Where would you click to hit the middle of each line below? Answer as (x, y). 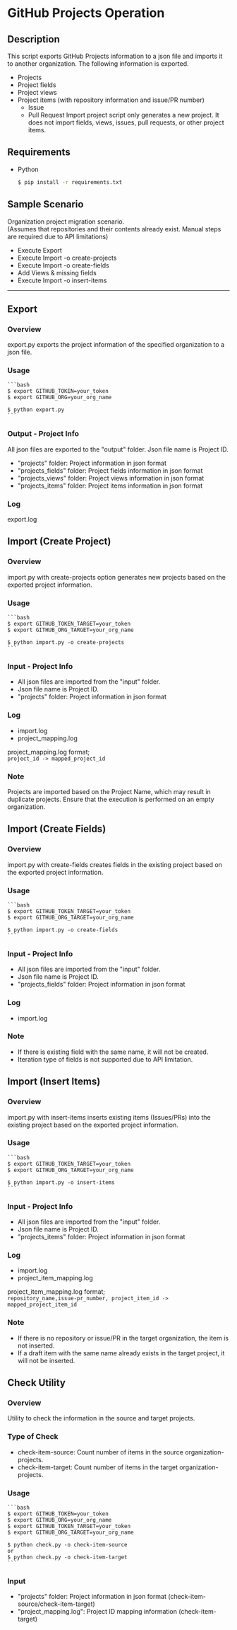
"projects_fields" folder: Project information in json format (101, 985)
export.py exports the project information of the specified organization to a (116, 345)
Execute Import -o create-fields (63, 265)
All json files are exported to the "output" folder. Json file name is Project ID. (118, 449)
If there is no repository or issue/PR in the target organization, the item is (123, 1338)
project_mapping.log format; (49, 752)
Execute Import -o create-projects (67, 258)
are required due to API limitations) (58, 236)
